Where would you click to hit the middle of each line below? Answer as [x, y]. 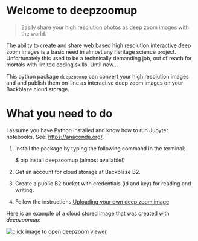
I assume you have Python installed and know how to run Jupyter [88, 130]
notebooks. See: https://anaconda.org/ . [55, 137]
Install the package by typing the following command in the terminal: [100, 148]
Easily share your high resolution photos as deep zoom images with [105, 27]
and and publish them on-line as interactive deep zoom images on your [95, 83]
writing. [24, 190]
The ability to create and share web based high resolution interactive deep [99, 45]
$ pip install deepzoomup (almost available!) [70, 160]
